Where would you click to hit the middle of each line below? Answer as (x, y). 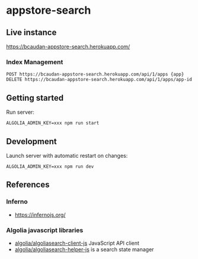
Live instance (31, 32)
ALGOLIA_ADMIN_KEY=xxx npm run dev (50, 166)
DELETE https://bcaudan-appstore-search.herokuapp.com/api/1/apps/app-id (99, 80)
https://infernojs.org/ (40, 214)
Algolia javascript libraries (45, 230)
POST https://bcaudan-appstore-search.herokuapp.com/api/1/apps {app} (95, 74)
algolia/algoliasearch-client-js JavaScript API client (77, 243)
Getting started (35, 98)
